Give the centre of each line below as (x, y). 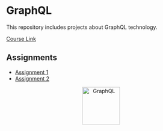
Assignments (32, 58)
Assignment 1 (32, 72)
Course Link (21, 38)
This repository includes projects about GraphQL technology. (82, 27)
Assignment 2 (32, 78)
